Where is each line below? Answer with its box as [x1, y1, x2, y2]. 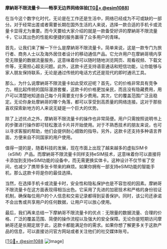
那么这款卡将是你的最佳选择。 [13, 170, 75, 176]
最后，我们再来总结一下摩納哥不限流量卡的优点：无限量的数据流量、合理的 [5, 210, 158, 216]
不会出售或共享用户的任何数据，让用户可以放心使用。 [5, 199, 114, 205]
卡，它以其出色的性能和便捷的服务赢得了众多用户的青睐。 [5, 34, 123, 40]
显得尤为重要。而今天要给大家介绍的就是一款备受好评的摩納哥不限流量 [13, 28, 158, 34]
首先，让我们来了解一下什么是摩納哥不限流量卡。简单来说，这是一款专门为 [5, 45, 158, 50]
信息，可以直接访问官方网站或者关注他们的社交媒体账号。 [13, 229, 132, 234]
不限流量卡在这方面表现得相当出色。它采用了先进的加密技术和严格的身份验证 [5, 187, 162, 192]
